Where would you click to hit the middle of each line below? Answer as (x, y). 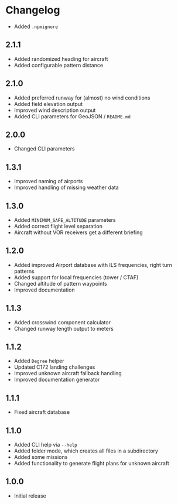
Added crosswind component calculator (62, 322)
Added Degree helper (39, 361)
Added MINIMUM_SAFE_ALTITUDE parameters (65, 220)
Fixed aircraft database (42, 412)
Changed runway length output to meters (64, 328)
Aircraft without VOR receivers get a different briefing (78, 232)
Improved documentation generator (57, 380)
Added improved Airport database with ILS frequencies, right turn (93, 265)
